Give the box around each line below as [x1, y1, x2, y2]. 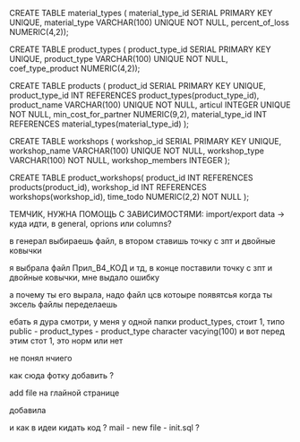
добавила [9, 405, 47, 415]
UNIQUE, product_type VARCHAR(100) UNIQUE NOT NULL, [9, 54, 228, 64]
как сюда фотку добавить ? [9, 370, 115, 380]
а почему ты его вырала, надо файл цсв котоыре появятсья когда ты [9, 290, 273, 299]
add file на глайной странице [9, 387, 120, 398]
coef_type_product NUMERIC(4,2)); [9, 63, 141, 74]
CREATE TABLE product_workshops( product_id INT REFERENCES [9, 172, 253, 183]
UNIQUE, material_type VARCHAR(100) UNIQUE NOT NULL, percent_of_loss [9, 17, 289, 28]
